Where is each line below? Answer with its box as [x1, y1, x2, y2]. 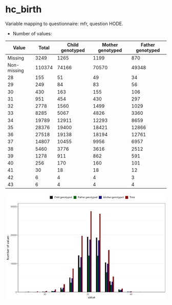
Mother [102, 42, 118, 48]
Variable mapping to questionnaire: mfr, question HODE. [5, 21, 123, 27]
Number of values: [12, 30, 52, 36]
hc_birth [5, 4, 42, 15]
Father [140, 42, 155, 48]
